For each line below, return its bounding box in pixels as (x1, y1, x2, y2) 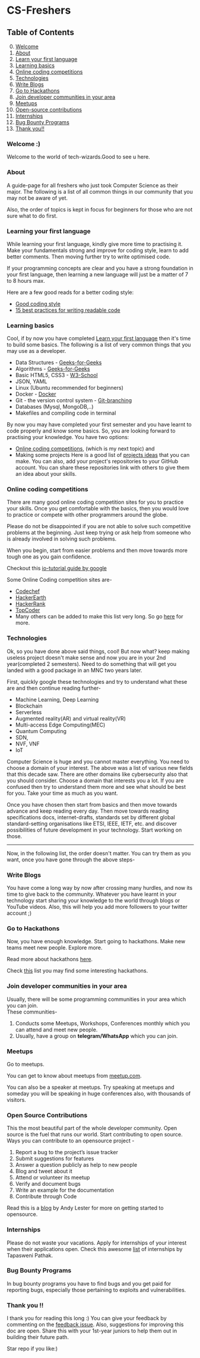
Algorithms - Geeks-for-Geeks (15, 365, 90, 372)
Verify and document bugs (15, 1180, 81, 1188)
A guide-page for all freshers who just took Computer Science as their (7, 182, 179, 189)
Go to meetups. (7, 1060, 45, 1068)
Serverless (15, 708, 42, 716)
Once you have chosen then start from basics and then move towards (7, 801, 177, 808)
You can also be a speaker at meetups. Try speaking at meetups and (7, 1084, 174, 1091)
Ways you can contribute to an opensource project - (7, 1137, 135, 1144)
